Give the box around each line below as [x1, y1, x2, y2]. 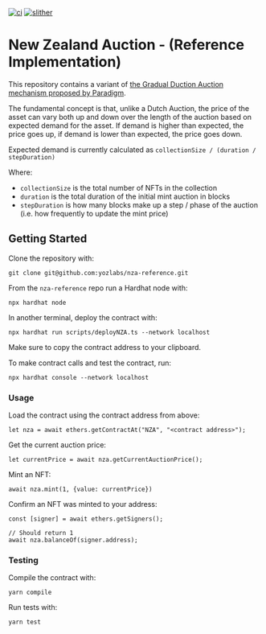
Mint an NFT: [8, 470, 51, 480]
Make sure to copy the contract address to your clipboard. [8, 342, 202, 352]
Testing [8, 554, 39, 566]
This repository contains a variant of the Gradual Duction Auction [8, 79, 223, 89]
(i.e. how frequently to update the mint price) [19, 208, 169, 218]
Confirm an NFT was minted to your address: [8, 500, 158, 509]
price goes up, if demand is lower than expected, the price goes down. [8, 129, 243, 138]
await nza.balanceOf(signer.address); [8, 536, 138, 545]
